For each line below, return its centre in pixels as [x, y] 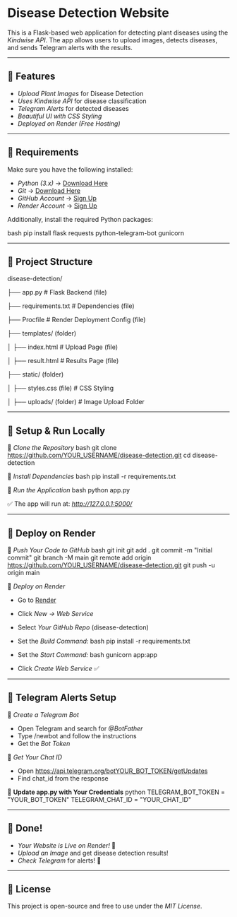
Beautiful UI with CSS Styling [60, 116]
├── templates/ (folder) [42, 333]
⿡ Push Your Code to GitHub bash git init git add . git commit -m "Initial [110, 550]
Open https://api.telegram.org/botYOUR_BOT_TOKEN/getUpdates [113, 771]
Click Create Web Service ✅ [59, 668]
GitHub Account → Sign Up [57, 198]
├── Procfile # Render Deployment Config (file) [77, 320]
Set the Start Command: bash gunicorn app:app [87, 655]
